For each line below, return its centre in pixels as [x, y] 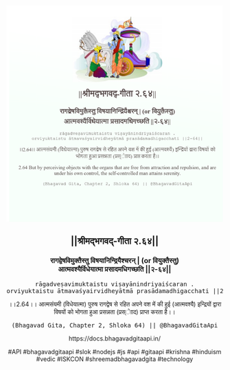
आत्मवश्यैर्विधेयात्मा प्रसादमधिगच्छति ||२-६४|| [115, 269]
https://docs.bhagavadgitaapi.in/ [115, 338]
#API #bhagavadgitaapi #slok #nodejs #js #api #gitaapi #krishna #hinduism [115, 351]
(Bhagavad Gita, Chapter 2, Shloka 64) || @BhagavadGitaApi [115, 325]
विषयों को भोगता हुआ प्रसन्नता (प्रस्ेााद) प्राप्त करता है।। [115, 312]
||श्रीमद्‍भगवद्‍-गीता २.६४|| [115, 241]
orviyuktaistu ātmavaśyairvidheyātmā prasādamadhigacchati [108, 291]
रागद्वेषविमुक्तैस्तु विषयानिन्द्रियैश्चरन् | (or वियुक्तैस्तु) [115, 261]
